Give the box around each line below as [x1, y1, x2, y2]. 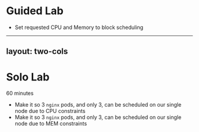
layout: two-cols [6, 46, 68, 57]
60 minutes [6, 90, 34, 97]
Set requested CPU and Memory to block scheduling [14, 24, 144, 31]
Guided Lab [6, 4, 64, 18]
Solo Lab [6, 70, 50, 83]
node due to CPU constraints [14, 108, 86, 115]
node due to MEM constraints [14, 120, 87, 127]
